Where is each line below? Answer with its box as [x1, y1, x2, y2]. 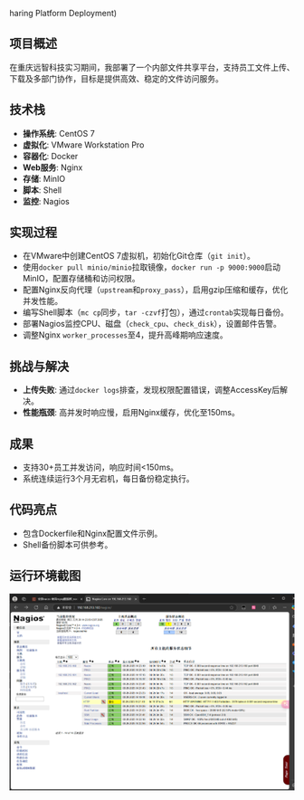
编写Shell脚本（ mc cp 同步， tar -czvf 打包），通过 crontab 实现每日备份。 [22, 307, 290, 318]
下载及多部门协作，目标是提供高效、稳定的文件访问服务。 [9, 72, 223, 84]
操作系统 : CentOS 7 [22, 128, 95, 138]
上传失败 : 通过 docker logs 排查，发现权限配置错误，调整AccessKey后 [22, 385, 280, 395]
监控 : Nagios [22, 195, 70, 206]
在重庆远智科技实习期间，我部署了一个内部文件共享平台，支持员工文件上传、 [9, 62, 295, 72]
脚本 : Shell [22, 185, 62, 195]
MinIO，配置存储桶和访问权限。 [22, 273, 140, 284]
